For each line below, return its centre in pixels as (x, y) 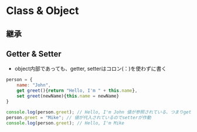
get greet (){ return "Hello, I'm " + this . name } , (77, 91)
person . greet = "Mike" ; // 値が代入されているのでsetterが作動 (79, 117)
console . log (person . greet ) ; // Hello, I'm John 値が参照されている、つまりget (99, 112)
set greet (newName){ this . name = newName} (68, 96)
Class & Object (43, 11)
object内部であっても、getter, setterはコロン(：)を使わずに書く (91, 69)
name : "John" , (34, 85)
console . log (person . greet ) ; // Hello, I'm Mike (65, 123)
